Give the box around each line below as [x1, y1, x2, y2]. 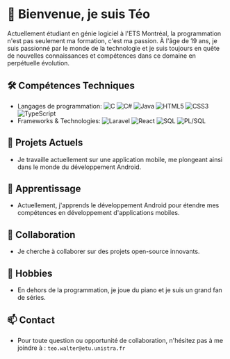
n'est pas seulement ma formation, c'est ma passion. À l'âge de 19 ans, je [7, 36, 217, 45]
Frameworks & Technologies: [17, 116, 101, 125]
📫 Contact [7, 314, 56, 326]
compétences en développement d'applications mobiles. [17, 209, 180, 217]
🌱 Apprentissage [7, 182, 81, 194]
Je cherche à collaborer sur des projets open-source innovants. [17, 247, 200, 256]
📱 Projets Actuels [7, 137, 83, 149]
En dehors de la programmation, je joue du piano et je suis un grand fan [17, 286, 222, 294]
